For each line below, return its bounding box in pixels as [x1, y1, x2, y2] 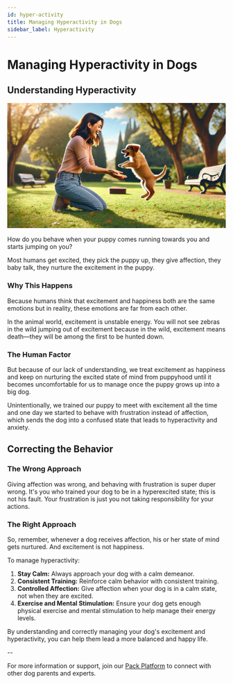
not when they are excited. [17, 592, 94, 600]
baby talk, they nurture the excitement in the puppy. [7, 263, 155, 272]
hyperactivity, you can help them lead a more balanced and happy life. [7, 635, 208, 643]
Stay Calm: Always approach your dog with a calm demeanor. [17, 569, 195, 578]
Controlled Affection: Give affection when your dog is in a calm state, [17, 584, 217, 592]
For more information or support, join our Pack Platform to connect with [7, 661, 212, 670]
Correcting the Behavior [7, 443, 114, 455]
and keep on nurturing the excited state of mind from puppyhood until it [7, 373, 212, 381]
